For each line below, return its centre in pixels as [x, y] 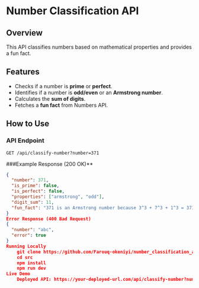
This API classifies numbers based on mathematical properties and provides [99, 47]
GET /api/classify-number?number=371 [53, 153]
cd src [25, 257]
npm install [31, 263]
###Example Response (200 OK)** [50, 164]
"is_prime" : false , [36, 186]
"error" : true [29, 235]
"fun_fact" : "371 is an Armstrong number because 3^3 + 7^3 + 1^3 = [98, 208]
